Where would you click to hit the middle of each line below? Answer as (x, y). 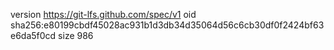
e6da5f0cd (33, 35)
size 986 (76, 35)
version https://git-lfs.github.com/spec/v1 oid (103, 14)
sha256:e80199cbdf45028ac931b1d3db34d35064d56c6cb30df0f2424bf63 (167, 25)
